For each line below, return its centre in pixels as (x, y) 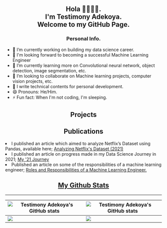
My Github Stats (83, 186)
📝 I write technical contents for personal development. (68, 86)
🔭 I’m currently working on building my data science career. (73, 50)
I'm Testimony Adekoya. (83, 17)
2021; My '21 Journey (27, 159)
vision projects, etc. (33, 81)
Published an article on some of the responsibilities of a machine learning (86, 165)
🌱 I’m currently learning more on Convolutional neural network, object (83, 65)
